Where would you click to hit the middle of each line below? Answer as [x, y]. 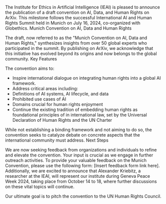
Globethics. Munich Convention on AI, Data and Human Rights [68, 28]
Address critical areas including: [45, 88]
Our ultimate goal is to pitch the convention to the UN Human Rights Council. [83, 196]
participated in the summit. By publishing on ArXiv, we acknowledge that [79, 48]
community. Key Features [31, 59]
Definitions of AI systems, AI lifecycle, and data [60, 94]
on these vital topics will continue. [40, 187]
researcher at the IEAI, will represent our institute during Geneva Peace [78, 176]
